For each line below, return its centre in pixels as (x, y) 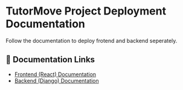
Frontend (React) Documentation (55, 74)
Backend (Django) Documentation (56, 80)
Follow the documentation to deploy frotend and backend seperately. (91, 40)
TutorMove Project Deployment (86, 11)
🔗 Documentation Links (50, 59)
